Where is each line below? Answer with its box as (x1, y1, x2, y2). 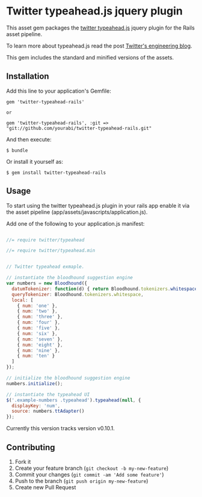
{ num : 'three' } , (17, 314, 63, 320)
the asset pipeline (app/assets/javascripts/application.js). (6, 208, 148, 215)
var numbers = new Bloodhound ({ (6, 280, 87, 286)
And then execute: (6, 135, 52, 143)
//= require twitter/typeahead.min (6, 248, 96, 254)
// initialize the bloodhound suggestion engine (6, 375, 130, 381)
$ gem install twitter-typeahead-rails (6, 170, 106, 176)
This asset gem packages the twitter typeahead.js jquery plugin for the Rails (6, 24, 195, 31)
